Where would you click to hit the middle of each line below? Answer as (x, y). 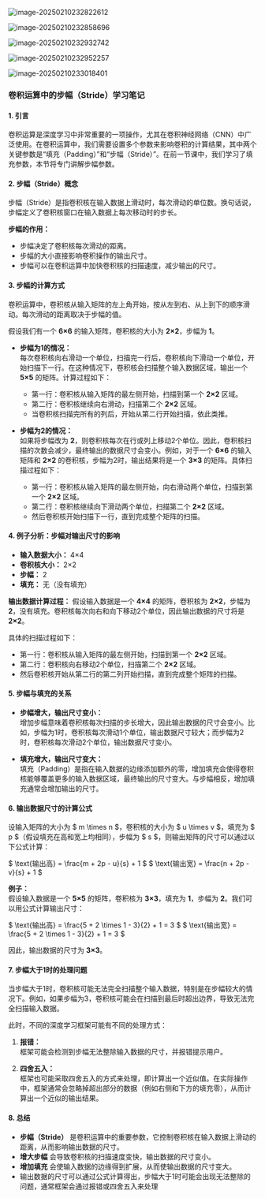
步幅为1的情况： (45, 348)
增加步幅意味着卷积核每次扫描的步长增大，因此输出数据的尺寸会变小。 (134, 722)
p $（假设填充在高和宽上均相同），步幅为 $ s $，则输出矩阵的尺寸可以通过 (128, 837)
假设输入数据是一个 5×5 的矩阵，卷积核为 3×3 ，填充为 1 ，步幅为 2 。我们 (127, 898)
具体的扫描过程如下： (43, 637)
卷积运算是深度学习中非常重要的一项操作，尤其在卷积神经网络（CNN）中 (127, 135)
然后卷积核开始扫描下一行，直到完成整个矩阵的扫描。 (118, 516)
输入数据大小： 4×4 (52, 554)
